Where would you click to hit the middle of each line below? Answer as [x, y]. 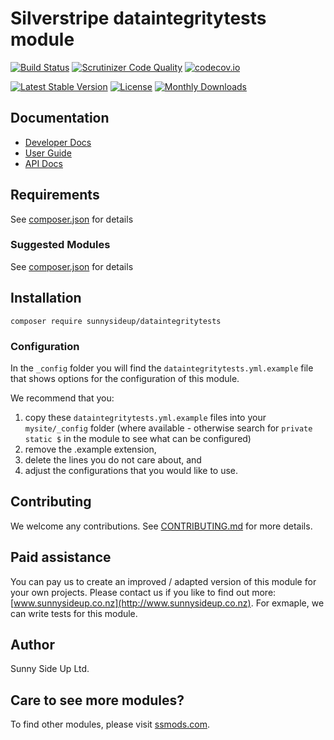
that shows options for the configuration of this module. [125, 378]
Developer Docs [58, 142]
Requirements [55, 195]
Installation [46, 298]
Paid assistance [61, 557]
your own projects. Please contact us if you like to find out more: [143, 592]
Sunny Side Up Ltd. [50, 669]
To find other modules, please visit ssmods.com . [110, 724]
